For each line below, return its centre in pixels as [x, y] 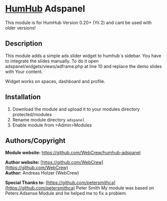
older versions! [20, 27]
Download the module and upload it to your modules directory [76, 109]
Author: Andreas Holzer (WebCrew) [42, 173]
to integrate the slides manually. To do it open [52, 61]
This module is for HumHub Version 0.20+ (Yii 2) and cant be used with [79, 22]
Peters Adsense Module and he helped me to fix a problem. [66, 193]
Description [24, 44]
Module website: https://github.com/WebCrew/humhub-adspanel [73, 152]
